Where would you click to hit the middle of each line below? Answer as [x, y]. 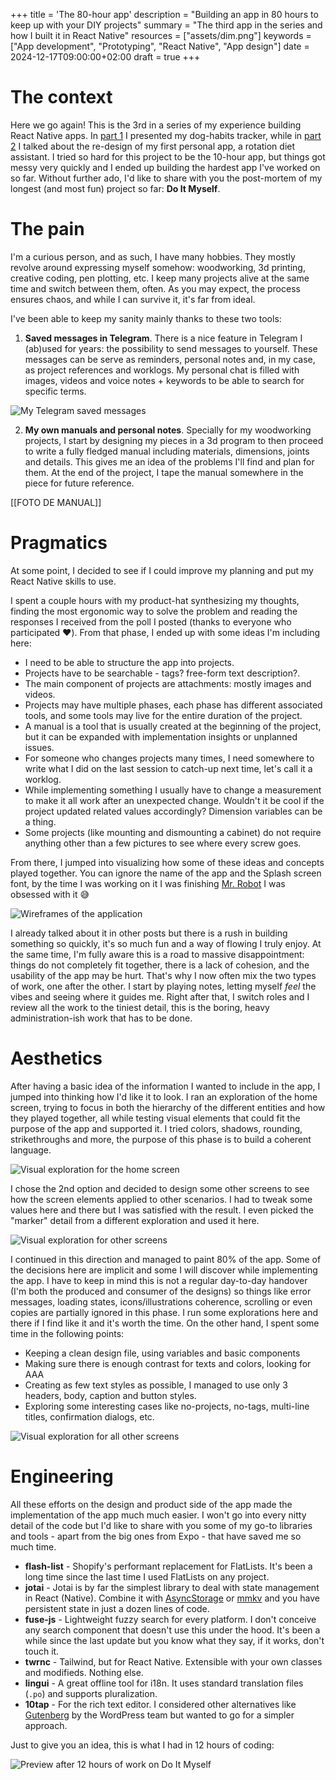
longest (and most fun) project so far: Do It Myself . [115, 188]
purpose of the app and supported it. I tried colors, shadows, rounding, [156, 1128]
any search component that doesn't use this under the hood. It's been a [172, 1630]
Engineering [62, 1476]
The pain [47, 229]
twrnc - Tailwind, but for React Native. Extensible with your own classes [173, 1661]
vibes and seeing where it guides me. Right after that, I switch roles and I [160, 996]
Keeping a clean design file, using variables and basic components [162, 1353]
